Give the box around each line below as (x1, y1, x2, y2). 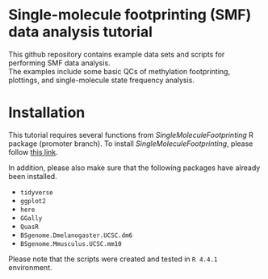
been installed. (8, 171, 58, 181)
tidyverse (19, 188, 54, 197)
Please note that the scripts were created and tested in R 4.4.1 (8, 254, 218, 264)
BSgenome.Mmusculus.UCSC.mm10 (19, 239, 123, 248)
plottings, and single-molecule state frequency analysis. (8, 75, 195, 85)
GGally (19, 214, 43, 223)
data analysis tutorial (8, 23, 153, 41)
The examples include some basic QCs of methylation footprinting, (8, 66, 231, 76)
